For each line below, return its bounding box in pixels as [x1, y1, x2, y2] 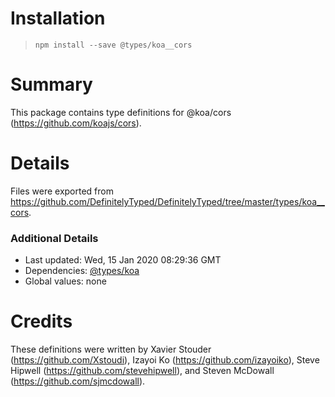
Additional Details [10, 231, 99, 245]
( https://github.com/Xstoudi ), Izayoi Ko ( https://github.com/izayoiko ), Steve [10, 354, 320, 366]
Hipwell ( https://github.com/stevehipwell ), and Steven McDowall [10, 365, 275, 377]
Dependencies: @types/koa [24, 265, 140, 277]
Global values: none [24, 275, 107, 287]
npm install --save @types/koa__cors [34, 40, 193, 50]
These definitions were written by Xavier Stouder [10, 343, 212, 356]
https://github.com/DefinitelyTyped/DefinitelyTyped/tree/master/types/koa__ [10, 195, 326, 207]
